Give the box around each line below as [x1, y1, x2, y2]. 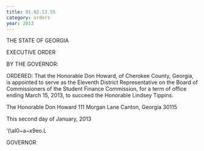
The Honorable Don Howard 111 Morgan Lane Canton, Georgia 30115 [6, 104, 178, 111]
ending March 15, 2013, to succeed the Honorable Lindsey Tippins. [6, 92, 174, 99]
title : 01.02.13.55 [6, 9, 56, 15]
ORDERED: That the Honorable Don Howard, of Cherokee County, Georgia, [6, 72, 194, 80]
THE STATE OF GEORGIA [6, 37, 69, 44]
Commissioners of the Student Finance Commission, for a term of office [6, 85, 187, 93]
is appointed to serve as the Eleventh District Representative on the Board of [6, 79, 198, 86]
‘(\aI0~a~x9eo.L [6, 127, 47, 135]
